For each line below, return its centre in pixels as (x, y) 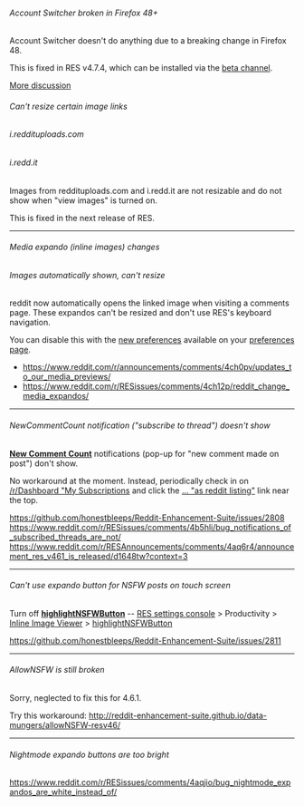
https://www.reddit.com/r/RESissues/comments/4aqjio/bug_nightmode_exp (150, 782)
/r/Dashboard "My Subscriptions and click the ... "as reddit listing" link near (149, 490)
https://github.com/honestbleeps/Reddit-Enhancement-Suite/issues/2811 (146, 640)
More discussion (40, 85)
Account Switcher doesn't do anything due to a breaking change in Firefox (148, 41)
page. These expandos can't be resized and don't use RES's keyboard (140, 313)
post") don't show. (44, 463)
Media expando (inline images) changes (85, 247)
